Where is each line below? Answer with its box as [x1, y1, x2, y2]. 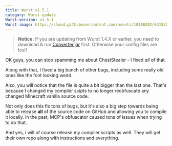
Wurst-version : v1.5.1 [5, 17, 54, 22]
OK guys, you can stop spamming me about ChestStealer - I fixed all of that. [5, 57, 166, 63]
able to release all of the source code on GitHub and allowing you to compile [5, 108, 167, 115]
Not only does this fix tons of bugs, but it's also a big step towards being [5, 103, 158, 109]
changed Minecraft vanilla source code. [5, 93, 89, 99]
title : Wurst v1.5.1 [5, 7, 50, 13]
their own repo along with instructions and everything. [5, 135, 119, 141]
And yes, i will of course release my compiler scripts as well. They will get [5, 130, 161, 136]
